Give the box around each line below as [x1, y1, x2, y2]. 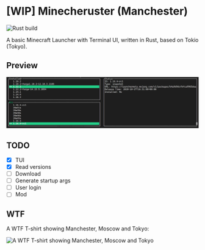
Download [15, 170, 41, 177]
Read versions [15, 163, 52, 170]
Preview [6, 60, 38, 71]
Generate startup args [15, 177, 71, 184]
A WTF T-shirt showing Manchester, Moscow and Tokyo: [6, 225, 149, 232]
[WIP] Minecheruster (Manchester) [6, 4, 188, 18]
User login [15, 184, 41, 191]
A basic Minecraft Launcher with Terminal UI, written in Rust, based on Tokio [6, 36, 199, 43]
